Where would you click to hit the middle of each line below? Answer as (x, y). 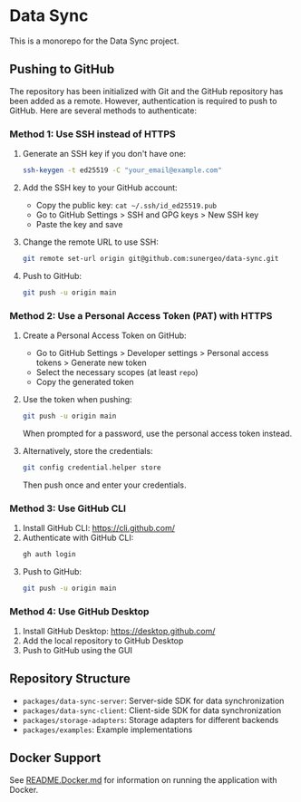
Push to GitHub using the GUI (78, 651)
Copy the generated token (85, 382)
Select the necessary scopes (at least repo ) (117, 372)
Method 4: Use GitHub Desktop (79, 611)
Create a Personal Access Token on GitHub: (105, 335)
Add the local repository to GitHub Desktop (103, 641)
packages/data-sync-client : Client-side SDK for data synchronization (152, 710)
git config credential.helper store (92, 468)
